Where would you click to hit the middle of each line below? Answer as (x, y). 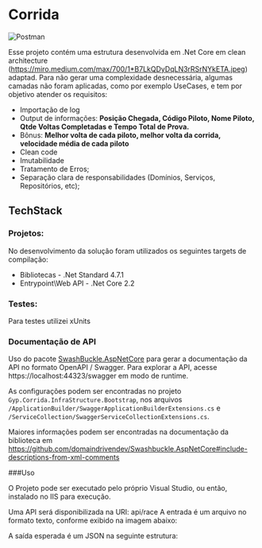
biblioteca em (31, 441)
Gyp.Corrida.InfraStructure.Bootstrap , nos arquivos (95, 400)
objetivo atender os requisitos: (58, 94)
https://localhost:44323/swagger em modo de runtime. (98, 376)
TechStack (35, 211)
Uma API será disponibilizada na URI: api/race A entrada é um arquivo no (127, 512)
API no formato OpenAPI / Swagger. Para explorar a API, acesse (113, 367)
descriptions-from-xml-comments (64, 457)
